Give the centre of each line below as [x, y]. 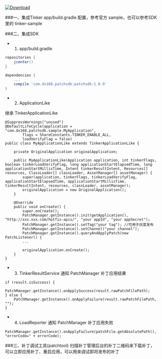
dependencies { [20, 75]
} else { [14, 295]
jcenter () [24, 62]
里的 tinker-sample [24, 23]
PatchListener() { [23, 238]
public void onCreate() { [40, 207]
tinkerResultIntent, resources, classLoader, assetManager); [68, 186]
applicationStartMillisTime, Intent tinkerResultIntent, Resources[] [77, 169]
